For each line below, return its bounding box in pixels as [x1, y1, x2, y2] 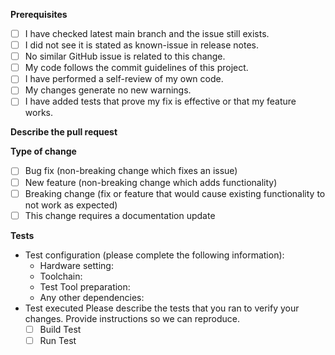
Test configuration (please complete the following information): [24, 249, 285, 261]
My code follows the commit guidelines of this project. [24, 62, 249, 74]
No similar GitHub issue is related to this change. [24, 50, 226, 63]
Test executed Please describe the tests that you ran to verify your [24, 302, 300, 314]
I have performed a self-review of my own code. [24, 73, 224, 85]
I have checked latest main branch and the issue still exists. [24, 28, 270, 39]
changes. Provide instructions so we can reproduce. [24, 312, 240, 324]
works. [24, 107, 53, 119]
